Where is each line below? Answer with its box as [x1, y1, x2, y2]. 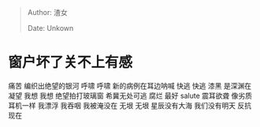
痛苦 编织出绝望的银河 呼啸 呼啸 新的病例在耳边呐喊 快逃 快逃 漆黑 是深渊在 [8, 80, 252, 90]
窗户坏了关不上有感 [8, 54, 133, 72]
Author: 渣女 [27, 8, 69, 17]
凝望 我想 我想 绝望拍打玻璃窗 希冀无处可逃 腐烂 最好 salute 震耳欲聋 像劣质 [8, 91, 252, 100]
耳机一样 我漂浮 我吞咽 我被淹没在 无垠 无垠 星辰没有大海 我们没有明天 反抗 [8, 100, 252, 110]
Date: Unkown [27, 24, 74, 32]
